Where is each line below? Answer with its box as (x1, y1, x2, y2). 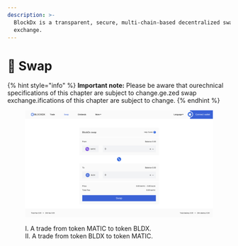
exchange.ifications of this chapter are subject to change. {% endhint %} (7, 96, 220, 105)
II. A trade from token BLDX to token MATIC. (25, 232, 154, 240)
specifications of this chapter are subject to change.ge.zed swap (7, 89, 197, 97)
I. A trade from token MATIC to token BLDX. (25, 224, 152, 233)
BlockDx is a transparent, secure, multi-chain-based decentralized (13, 18, 220, 26)
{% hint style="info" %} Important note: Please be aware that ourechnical (7, 82, 224, 90)
